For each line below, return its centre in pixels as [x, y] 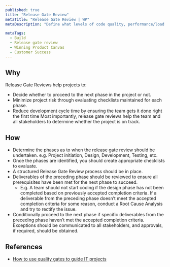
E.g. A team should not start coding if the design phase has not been [92, 188]
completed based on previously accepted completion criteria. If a [88, 193]
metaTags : [16, 34]
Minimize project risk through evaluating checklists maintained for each [87, 100]
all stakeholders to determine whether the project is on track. [76, 122]
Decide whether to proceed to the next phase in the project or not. [82, 95]
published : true [22, 10]
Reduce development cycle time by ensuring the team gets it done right [87, 111]
